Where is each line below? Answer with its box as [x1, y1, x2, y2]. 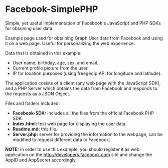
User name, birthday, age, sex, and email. [12, 59, 99, 65]
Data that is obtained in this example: [5, 50, 82, 56]
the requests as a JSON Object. [5, 90, 70, 96]
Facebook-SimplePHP [5, 3, 98, 15]
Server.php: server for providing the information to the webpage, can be [12, 131, 163, 137]
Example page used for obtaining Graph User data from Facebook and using [5, 35, 163, 41]
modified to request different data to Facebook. [12, 136, 110, 142]
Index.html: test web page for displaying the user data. [12, 120, 127, 126]
